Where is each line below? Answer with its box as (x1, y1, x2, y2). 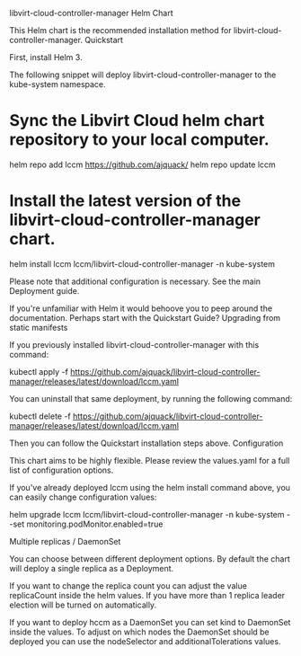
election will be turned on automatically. (9, 599, 157, 610)
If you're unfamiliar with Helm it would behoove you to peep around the (9, 303, 272, 314)
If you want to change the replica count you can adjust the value (9, 580, 247, 591)
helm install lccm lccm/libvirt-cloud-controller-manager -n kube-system (9, 258, 276, 269)
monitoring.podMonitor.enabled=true (26, 519, 164, 529)
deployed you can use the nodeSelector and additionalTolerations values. (9, 635, 281, 646)
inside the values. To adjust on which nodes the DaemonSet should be (9, 626, 270, 637)
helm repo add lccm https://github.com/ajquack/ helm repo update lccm (9, 159, 276, 170)
